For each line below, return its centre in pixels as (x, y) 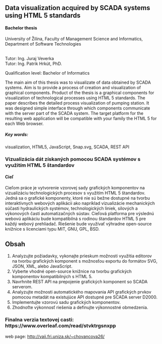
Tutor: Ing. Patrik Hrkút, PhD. (33, 63)
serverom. (22, 287)
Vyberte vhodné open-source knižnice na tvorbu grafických (72, 271)
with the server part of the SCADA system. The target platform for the (74, 113)
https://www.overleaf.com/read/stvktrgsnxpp (60, 326)
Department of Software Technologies (43, 44)
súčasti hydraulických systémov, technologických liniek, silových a (71, 208)
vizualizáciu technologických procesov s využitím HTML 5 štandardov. (75, 193)
